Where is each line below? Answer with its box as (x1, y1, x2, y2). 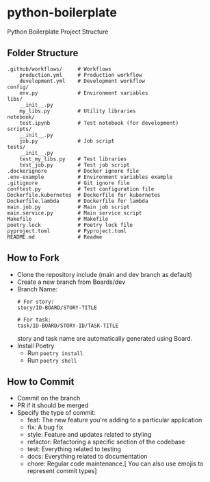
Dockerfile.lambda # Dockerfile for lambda (7, 197, 148, 204)
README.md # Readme (7, 233, 103, 241)
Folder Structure (7, 47, 79, 59)
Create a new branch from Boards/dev (16, 278, 126, 286)
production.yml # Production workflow (19, 71, 142, 78)
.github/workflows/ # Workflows (7, 65, 111, 73)
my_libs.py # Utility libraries (19, 108, 136, 115)
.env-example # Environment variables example (7, 173, 173, 180)
